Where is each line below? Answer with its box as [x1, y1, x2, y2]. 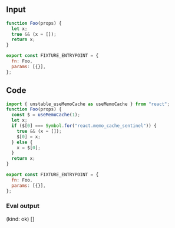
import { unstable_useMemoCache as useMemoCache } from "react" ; [6, 101, 170, 107]
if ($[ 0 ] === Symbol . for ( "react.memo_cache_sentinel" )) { [11, 123, 157, 129]
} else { [11, 139, 33, 145]
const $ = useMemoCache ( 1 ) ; [11, 112, 81, 118]
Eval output [6, 202, 40, 210]
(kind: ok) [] [6, 215, 35, 222]
